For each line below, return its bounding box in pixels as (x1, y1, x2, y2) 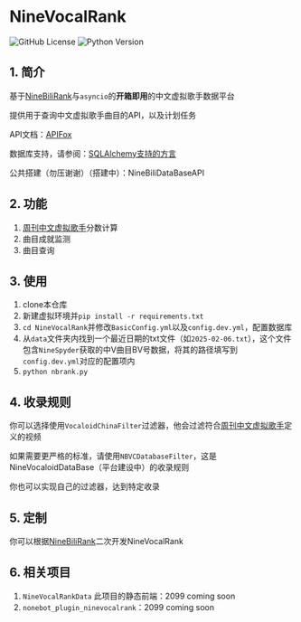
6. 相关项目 (9, 565, 71, 580)
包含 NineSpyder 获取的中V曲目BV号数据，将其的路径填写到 (22, 344, 238, 355)
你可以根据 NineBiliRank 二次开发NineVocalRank (9, 536, 183, 546)
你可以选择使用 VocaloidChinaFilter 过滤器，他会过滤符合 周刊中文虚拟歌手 (9, 420, 285, 431)
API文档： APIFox (9, 128, 72, 139)
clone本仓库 (22, 299, 68, 310)
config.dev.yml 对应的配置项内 (22, 355, 136, 367)
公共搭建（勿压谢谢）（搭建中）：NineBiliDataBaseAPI (9, 167, 205, 178)
